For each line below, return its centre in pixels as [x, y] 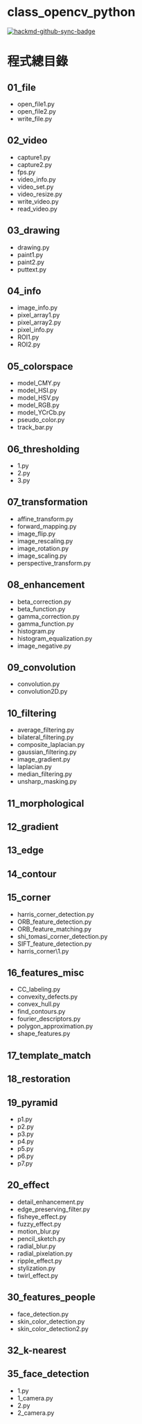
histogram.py [36, 631]
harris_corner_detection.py [56, 914]
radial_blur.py [36, 1246]
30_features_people [51, 1298]
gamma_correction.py [48, 616]
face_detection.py [43, 1314]
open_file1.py [36, 104]
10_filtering [32, 713]
